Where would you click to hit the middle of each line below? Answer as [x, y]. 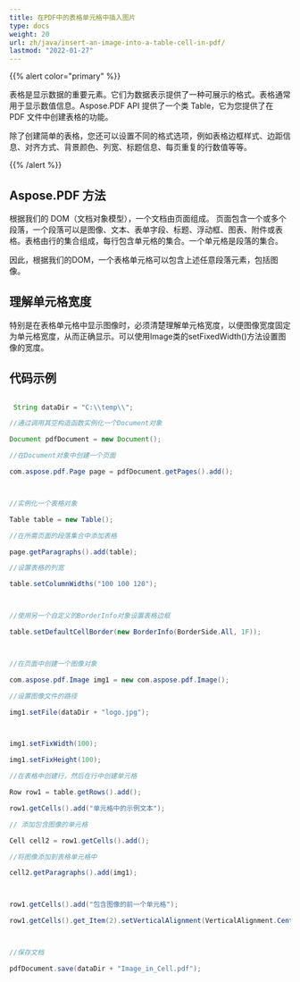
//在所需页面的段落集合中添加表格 [63, 536]
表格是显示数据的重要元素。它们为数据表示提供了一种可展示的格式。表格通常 [150, 95]
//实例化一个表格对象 [43, 503]
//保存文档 [27, 953]
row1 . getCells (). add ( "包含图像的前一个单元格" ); [94, 905]
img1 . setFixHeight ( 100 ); [55, 760]
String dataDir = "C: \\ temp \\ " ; [73, 407]
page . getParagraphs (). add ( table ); [74, 552]
